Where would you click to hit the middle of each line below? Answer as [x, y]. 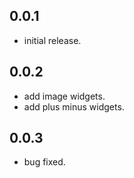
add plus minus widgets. [74, 106]
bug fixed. [44, 162]
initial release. [52, 40]
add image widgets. [64, 96]
